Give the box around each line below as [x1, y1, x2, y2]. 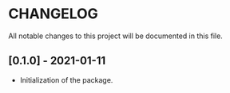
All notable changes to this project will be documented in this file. [8, 31, 224, 41]
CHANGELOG [8, 5, 98, 23]
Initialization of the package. [19, 75, 113, 84]
